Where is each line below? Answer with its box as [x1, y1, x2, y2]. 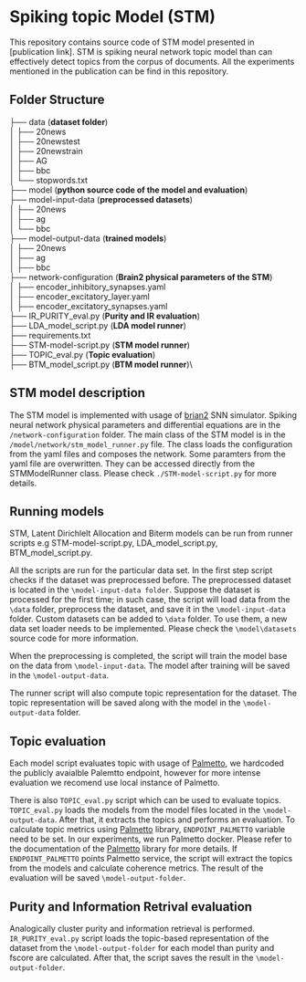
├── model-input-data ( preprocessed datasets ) [9, 193, 194, 204]
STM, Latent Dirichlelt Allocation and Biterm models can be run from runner [9, 528, 293, 539]
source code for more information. [9, 632, 139, 644]
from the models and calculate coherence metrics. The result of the [9, 862, 264, 873]
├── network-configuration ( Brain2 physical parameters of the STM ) [9, 271, 273, 282]
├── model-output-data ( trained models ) [9, 233, 167, 244]
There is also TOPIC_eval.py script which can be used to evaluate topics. [9, 795, 281, 806]
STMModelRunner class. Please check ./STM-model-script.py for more [9, 467, 277, 478]
